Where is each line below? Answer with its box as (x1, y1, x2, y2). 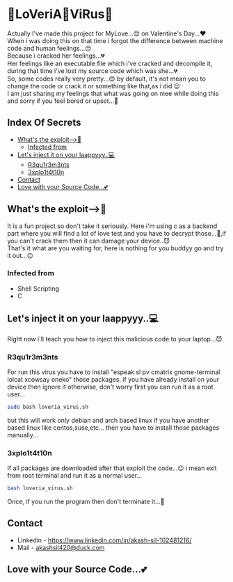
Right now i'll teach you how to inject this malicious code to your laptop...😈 (7, 334, 223, 343)
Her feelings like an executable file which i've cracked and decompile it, (7, 59, 213, 67)
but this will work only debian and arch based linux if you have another (7, 416, 210, 424)
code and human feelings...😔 (7, 44, 92, 52)
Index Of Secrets (7, 117, 81, 129)
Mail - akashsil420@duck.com (17, 543, 105, 551)
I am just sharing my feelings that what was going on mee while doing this (7, 89, 219, 97)
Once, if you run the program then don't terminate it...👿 (7, 497, 165, 506)
